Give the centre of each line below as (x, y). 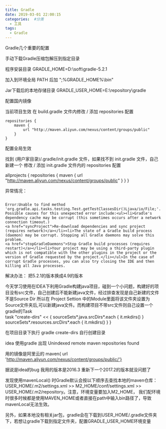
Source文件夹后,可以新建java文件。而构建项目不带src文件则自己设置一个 (79, 305)
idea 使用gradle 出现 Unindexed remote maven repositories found (72, 343)
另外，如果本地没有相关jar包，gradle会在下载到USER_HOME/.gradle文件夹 (81, 415)
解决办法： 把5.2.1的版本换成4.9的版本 (44, 276)
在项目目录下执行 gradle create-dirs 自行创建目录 (55, 332)
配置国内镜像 (18, 101)
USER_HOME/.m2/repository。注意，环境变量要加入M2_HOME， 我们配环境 (83, 392)
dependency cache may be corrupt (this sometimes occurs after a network (83, 218)
